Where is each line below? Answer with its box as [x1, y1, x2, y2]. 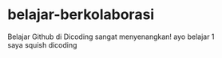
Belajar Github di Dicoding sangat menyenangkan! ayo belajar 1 [7, 32, 215, 41]
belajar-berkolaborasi [7, 6, 155, 24]
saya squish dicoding [7, 40, 77, 49]
